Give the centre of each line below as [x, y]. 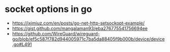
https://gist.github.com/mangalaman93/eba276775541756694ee [80, 28]
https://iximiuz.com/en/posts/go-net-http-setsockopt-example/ [78, 23]
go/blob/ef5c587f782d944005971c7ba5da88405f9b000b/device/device [88, 39]
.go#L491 [22, 44]
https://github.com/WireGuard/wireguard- [56, 33]
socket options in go [48, 9]
